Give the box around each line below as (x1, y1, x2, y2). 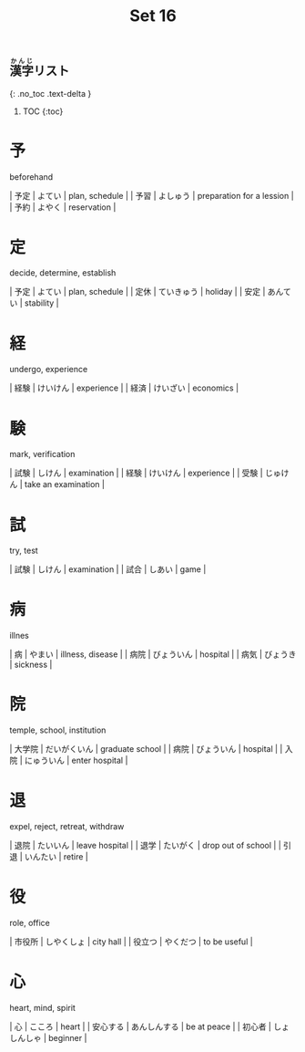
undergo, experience (9, 364, 88, 375)
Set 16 (128, 5, 178, 26)
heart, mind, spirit (9, 1002, 76, 1013)
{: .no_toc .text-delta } (9, 88, 92, 99)
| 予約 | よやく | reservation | (9, 202, 117, 213)
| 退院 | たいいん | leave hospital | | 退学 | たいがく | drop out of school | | (9, 840, 282, 851)
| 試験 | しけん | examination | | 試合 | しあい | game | (9, 564, 207, 575)
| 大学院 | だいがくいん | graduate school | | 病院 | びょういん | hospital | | (9, 744, 283, 755)
